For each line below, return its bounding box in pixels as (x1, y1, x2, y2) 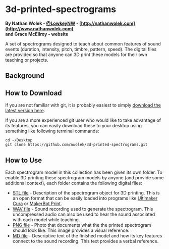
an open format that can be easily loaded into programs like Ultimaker (12, 195, 158, 201)
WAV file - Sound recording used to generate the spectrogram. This (12, 206, 153, 212)
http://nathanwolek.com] (81, 20, 135, 26)
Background (5, 72, 44, 80)
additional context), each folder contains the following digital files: (5, 180, 142, 186)
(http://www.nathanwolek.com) (5, 25, 74, 31)
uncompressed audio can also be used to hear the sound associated (12, 211, 155, 217)
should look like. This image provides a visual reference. (12, 227, 130, 233)
